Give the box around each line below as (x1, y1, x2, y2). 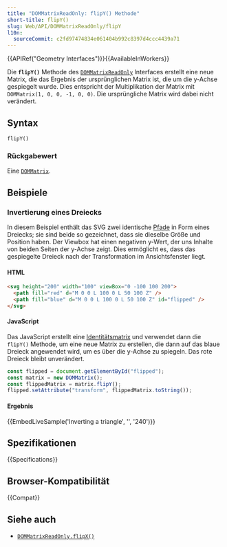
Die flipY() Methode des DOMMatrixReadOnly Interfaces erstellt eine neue (7, 68, 215, 76)
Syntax (7, 117, 39, 129)
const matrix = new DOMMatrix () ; (7, 374, 103, 381)
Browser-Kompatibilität (7, 475, 110, 487)
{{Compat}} (7, 493, 40, 502)
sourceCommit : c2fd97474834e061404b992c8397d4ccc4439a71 (13, 36, 180, 43)
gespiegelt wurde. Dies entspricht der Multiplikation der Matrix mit (7, 83, 195, 91)
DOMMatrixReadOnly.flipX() (17, 533, 95, 540)
